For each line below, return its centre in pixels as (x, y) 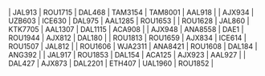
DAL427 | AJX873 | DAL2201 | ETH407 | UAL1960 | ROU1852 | (111, 63)
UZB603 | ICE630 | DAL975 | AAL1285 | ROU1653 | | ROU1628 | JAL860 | (129, 21)
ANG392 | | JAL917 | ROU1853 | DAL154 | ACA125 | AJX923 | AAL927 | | (127, 55)
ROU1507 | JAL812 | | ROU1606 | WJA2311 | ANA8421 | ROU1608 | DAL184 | (133, 46)
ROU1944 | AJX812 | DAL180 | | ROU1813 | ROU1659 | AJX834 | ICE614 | (127, 38)
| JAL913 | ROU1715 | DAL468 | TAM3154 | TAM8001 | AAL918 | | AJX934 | (131, 12)
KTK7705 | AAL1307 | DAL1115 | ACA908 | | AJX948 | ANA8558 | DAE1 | (126, 29)
